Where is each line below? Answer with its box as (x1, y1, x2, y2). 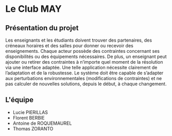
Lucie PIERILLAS (12, 109, 48, 115)
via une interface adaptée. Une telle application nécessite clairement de (5, 65, 158, 70)
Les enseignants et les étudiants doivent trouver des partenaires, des (5, 37, 152, 43)
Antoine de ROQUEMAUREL (12, 120, 72, 126)
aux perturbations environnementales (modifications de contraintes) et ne (5, 75, 162, 81)
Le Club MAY (5, 3, 62, 15)
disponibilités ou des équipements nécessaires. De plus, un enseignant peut (5, 53, 167, 60)
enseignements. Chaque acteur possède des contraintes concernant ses (5, 48, 160, 54)
